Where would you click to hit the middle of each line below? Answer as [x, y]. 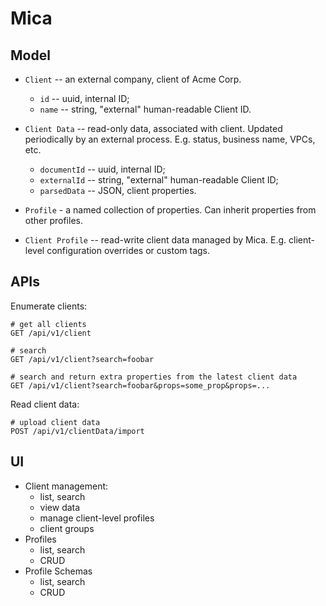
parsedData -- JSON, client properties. [118, 190]
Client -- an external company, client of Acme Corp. [133, 79]
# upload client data [55, 422]
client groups [67, 528]
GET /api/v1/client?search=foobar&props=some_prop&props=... [140, 385]
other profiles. [53, 220]
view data [60, 507]
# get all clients [48, 324]
